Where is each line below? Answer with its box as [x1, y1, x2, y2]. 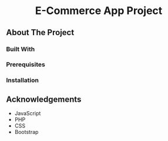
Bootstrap [14, 129, 39, 136]
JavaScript [14, 110, 41, 117]
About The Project [6, 27, 75, 37]
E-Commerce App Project [35, 4, 163, 18]
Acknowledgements [6, 94, 82, 104]
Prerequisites [6, 60, 45, 68]
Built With [6, 45, 35, 53]
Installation [6, 76, 39, 84]
